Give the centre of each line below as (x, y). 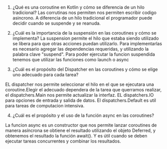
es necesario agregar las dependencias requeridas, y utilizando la (80, 49)
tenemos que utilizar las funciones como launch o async (71, 59)
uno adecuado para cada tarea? (45, 74)
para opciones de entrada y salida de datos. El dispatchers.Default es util (81, 100)
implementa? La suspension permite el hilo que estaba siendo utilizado (86, 38)
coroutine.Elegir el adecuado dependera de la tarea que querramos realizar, (83, 90)
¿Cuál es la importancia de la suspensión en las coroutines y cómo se (84, 33)
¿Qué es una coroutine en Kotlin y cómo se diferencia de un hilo (78, 7)
